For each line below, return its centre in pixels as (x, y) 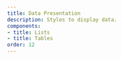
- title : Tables (30, 39)
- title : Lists (29, 32)
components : (24, 26)
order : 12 (21, 45)
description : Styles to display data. (62, 20)
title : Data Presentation (44, 13)
